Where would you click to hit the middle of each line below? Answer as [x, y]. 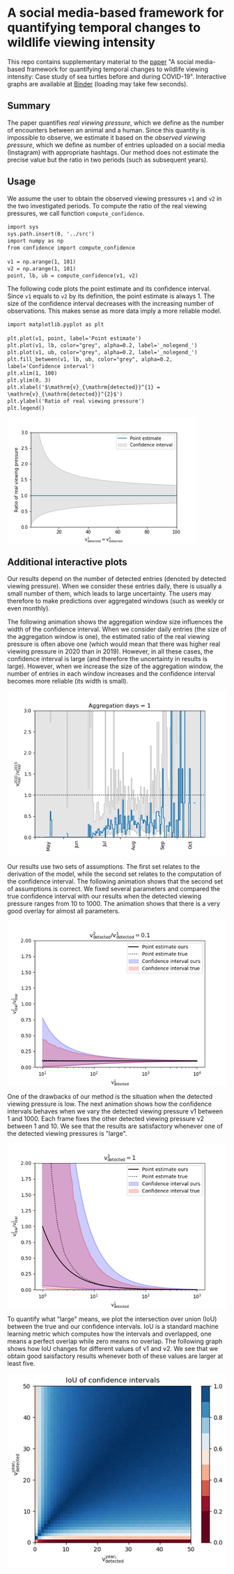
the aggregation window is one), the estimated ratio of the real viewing [109, 637]
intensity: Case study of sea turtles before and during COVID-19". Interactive [117, 76]
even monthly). [29, 608]
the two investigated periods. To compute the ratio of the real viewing [107, 206]
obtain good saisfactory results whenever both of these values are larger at [115, 1356]
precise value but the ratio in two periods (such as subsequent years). [108, 160]
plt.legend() [26, 408]
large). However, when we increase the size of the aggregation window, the [115, 666]
